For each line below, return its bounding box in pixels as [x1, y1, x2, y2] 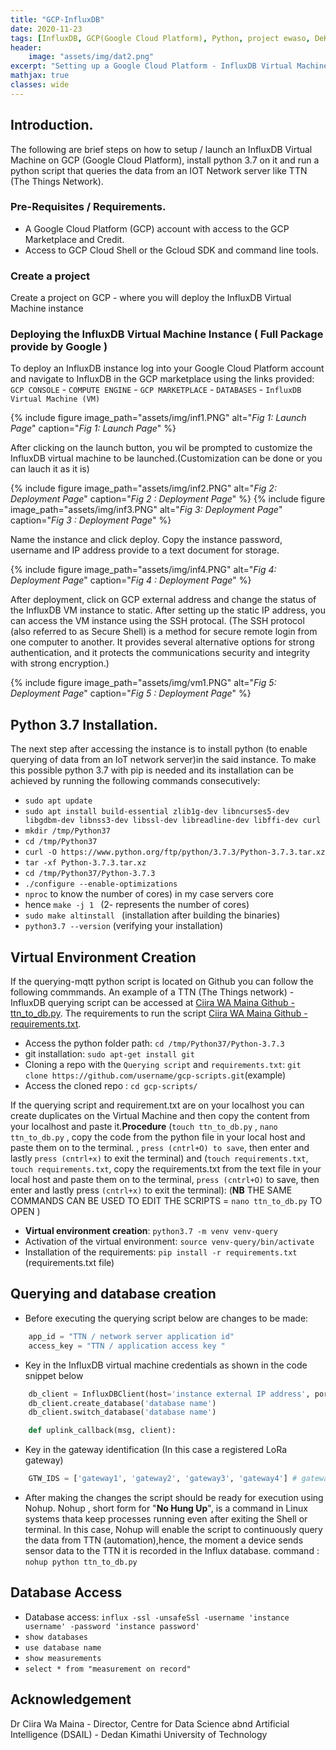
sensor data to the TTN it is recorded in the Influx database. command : [24, 1545, 320, 1557]
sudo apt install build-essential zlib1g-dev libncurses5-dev [24, 807, 290, 817]
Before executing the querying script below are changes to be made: [24, 1312, 309, 1324]
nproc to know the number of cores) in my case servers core [24, 888, 274, 900]
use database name [24, 1642, 102, 1653]
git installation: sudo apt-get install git [24, 1048, 195, 1060]
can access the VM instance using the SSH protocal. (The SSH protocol [10, 615, 305, 627]
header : [10, 42, 43, 53]
